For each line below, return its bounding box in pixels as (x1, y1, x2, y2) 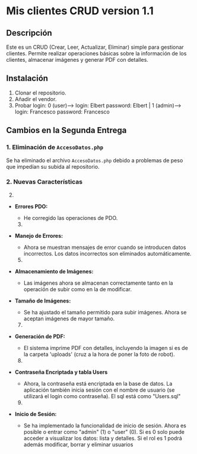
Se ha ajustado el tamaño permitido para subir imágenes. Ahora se (23, 308, 187, 316)
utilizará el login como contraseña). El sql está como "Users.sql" (23, 392, 181, 399)
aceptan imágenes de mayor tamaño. (23, 315, 115, 322)
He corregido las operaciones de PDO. (23, 214, 118, 221)
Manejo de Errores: (14, 232, 63, 239)
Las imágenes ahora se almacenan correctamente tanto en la (23, 279, 173, 286)
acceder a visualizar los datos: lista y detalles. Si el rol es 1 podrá (23, 434, 182, 442)
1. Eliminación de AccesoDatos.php (6, 143, 104, 152)
